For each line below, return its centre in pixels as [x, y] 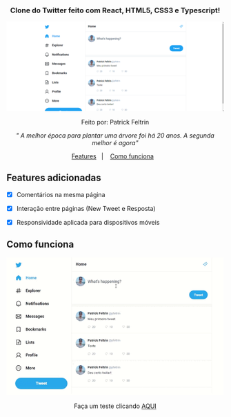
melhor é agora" [115, 143]
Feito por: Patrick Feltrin [115, 122]
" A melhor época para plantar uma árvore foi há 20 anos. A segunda [115, 136]
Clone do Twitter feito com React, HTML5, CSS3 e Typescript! [115, 10]
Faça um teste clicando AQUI [115, 406]
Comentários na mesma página [61, 194]
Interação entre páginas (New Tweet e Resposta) [86, 208]
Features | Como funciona [113, 156]
